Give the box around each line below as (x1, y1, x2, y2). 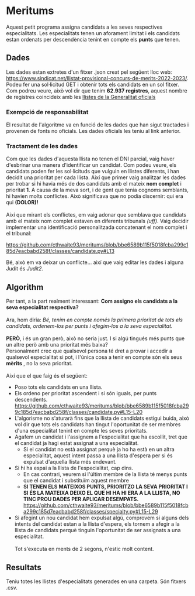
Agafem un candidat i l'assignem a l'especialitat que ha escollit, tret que (14, 433, 188, 440)
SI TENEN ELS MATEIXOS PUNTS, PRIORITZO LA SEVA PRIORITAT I (23, 483, 188, 490)
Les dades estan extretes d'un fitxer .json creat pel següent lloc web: (6, 68, 172, 76)
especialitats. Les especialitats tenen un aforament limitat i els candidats (6, 29, 180, 36)
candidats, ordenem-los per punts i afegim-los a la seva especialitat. (6, 323, 173, 330)
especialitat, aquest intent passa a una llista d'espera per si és (23, 452, 173, 459)
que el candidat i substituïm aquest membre (23, 477, 130, 484)
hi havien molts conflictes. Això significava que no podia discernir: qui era (6, 193, 184, 200)
